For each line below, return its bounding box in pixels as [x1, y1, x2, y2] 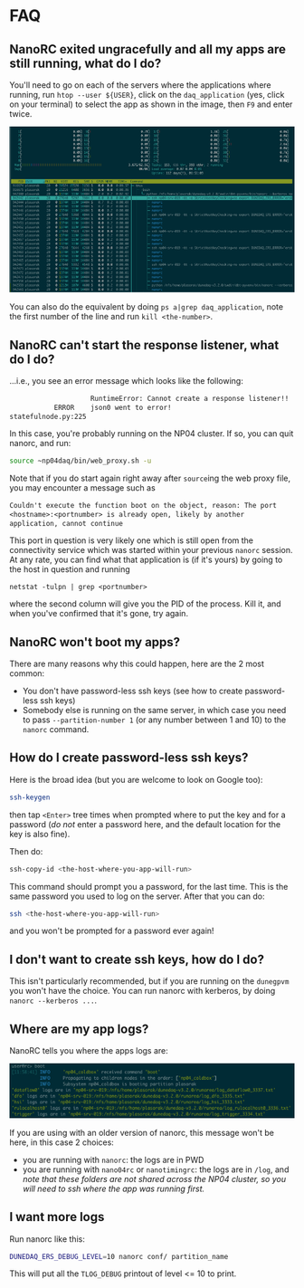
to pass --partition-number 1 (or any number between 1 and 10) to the [22, 714, 287, 725]
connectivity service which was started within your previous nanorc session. [9, 545, 293, 556]
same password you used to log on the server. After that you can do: [9, 891, 265, 902]
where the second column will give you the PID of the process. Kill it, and [9, 598, 282, 609]
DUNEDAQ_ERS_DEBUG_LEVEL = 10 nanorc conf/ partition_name [9, 1252, 229, 1261]
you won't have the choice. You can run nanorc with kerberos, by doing [9, 986, 276, 997]
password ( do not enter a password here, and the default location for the [9, 818, 281, 829]
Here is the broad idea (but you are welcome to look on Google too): [9, 774, 263, 785]
